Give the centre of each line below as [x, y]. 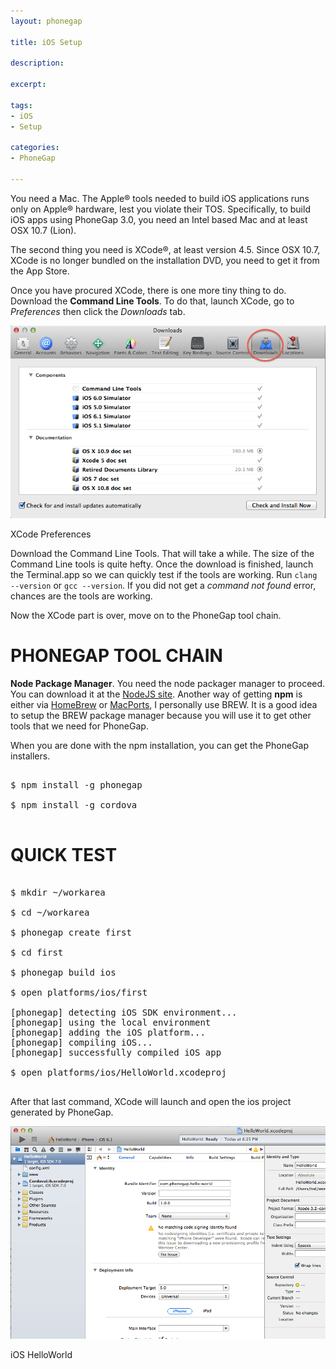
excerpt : [28, 85]
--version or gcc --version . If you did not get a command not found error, [163, 585]
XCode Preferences [51, 534]
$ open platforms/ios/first [79, 992]
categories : [35, 148]
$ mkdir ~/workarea [58, 892]
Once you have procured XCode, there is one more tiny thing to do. [148, 290]
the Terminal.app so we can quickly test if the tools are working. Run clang [164, 574]
